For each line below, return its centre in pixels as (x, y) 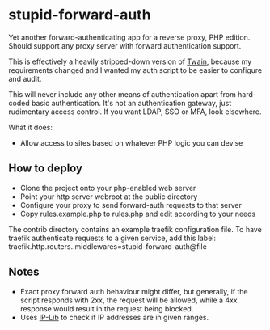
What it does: (30, 127)
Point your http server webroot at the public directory (109, 197)
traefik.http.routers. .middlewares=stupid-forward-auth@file (108, 246)
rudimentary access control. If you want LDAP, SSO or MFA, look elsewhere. (135, 112)
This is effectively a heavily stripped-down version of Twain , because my (130, 61)
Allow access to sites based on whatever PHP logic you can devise (131, 142)
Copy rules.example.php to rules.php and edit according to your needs (138, 214)
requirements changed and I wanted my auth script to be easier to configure (135, 70)
